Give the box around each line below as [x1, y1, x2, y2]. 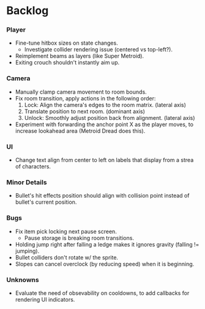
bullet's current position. [15, 198, 77, 206]
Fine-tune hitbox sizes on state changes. [15, 39, 118, 47]
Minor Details [6, 178, 47, 187]
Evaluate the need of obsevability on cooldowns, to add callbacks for [15, 289, 190, 297]
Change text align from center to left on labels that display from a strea [15, 157, 194, 164]
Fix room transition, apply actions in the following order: [15, 94, 156, 102]
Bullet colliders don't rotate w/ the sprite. [15, 253, 118, 261]
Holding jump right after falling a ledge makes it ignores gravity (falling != [15, 240, 199, 248]
